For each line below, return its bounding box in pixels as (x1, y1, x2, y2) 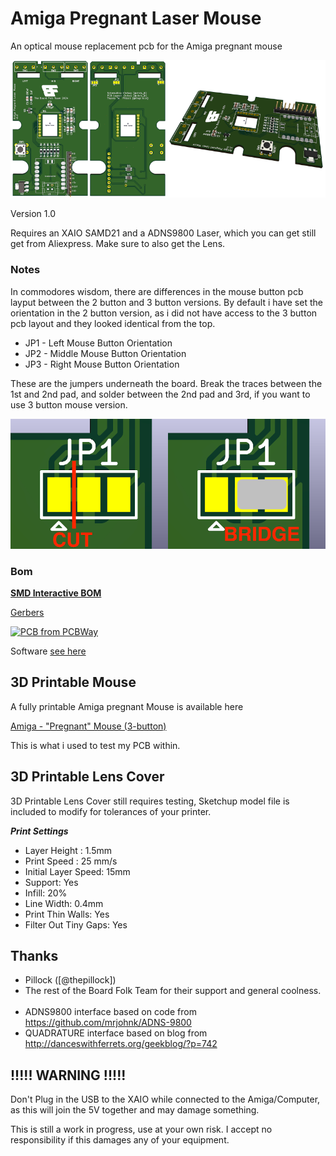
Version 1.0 (10, 208, 56, 220)
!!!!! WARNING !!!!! (10, 1067, 127, 1084)
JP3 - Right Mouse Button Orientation (24, 358, 180, 370)
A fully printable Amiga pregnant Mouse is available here (10, 700, 244, 712)
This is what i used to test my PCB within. (10, 739, 181, 751)
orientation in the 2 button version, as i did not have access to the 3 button (10, 307, 318, 319)
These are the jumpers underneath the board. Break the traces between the (10, 377, 323, 389)
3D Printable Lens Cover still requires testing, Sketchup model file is (10, 795, 290, 807)
